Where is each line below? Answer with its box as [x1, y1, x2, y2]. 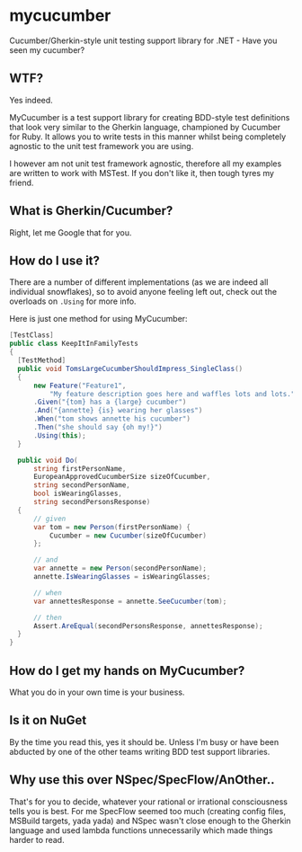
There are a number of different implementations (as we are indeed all [9, 277, 269, 288]
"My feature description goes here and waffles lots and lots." [49, 389, 296, 398]
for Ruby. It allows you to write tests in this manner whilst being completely [9, 131, 287, 142]
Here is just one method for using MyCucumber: [9, 314, 188, 324]
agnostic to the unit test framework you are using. [9, 140, 194, 151]
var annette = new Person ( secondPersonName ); [32, 564, 207, 573]
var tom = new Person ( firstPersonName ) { [32, 522, 191, 531]
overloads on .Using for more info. [9, 296, 137, 306]
